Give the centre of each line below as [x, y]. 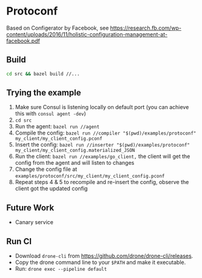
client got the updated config [51, 188]
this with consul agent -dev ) [50, 114]
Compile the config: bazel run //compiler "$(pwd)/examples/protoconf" [106, 133]
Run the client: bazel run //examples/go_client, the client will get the [103, 156]
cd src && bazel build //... [43, 74]
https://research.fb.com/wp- [146, 28]
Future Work [30, 207]
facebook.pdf [23, 41]
